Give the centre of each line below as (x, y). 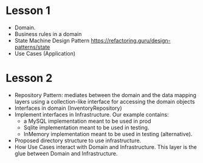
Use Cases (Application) (45, 53)
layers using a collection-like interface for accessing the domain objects (105, 101)
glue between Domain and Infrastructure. (66, 153)
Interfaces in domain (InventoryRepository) (68, 108)
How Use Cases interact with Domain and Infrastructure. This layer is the (105, 147)
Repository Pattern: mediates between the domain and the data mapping (105, 95)
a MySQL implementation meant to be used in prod (87, 121)
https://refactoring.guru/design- (130, 40)
